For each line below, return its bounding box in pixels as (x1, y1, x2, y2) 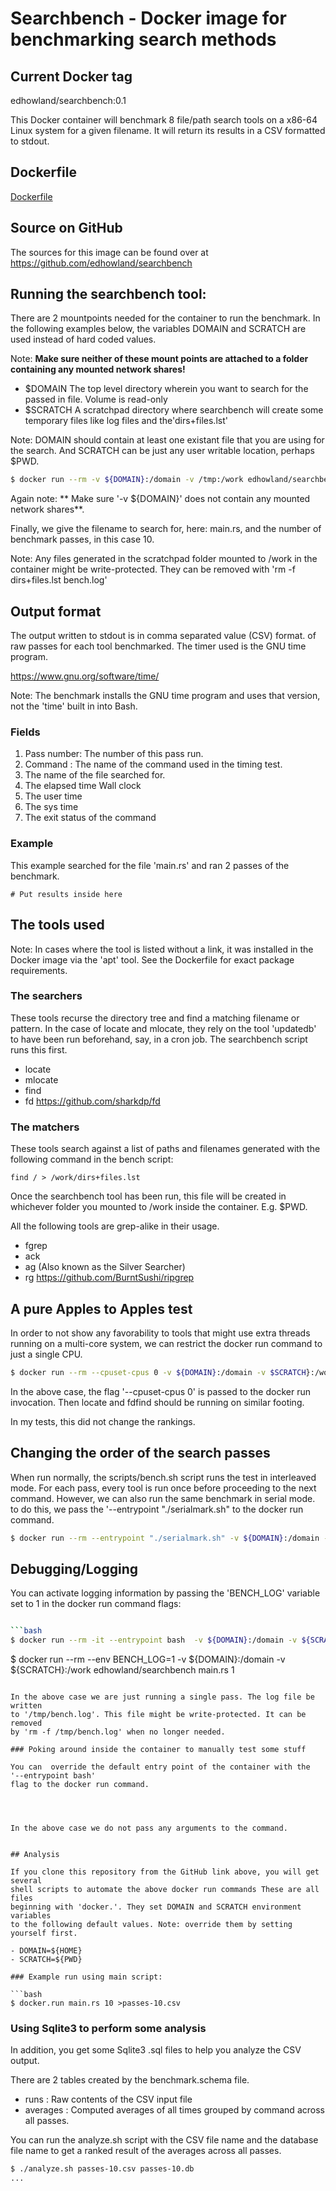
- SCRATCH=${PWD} (10, 1955, 83, 1965)
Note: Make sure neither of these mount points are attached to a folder (10, 353, 309, 365)
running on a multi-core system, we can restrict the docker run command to (10, 1337, 323, 1349)
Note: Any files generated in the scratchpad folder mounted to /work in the (10, 553, 318, 565)
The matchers (10, 1120, 80, 1134)
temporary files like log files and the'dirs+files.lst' (24, 415, 228, 427)
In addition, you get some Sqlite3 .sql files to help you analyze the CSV (10, 2044, 302, 2056)
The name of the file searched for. (24, 769, 166, 781)
